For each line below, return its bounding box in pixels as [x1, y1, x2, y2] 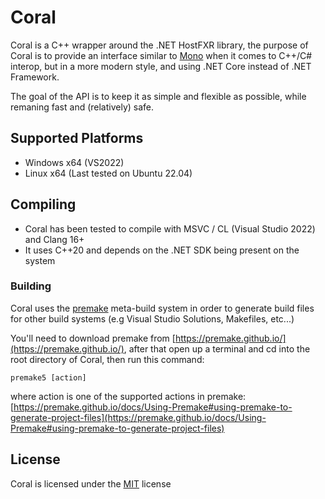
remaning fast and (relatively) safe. [10, 101, 155, 113]
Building [10, 279, 52, 293]
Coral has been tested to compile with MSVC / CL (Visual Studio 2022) [24, 222, 316, 235]
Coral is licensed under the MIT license [10, 477, 172, 490]
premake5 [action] [10, 372, 87, 383]
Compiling [10, 196, 77, 213]
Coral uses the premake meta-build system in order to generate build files [10, 302, 315, 314]
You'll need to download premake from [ [10, 332, 176, 344]
